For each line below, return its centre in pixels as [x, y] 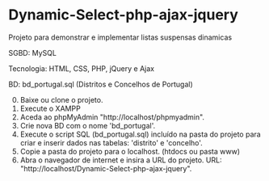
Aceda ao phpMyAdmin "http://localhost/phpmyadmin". [112, 117]
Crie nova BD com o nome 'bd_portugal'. [88, 125]
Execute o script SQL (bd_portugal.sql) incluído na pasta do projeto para [140, 134]
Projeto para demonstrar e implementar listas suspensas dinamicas [120, 37]
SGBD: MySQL [32, 53]
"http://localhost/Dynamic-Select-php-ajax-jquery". [106, 168]
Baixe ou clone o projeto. [61, 99]
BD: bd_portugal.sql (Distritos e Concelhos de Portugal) [101, 84]
